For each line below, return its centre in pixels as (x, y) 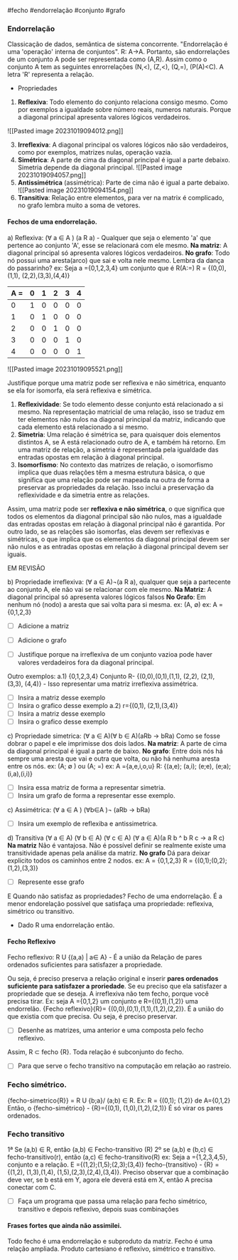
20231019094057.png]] (52, 175)
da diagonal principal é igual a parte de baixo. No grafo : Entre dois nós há (115, 751)
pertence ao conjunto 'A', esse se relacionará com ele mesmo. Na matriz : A (118, 245)
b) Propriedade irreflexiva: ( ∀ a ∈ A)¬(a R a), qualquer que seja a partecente (119, 582)
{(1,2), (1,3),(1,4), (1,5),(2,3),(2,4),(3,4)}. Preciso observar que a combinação (118, 1172)
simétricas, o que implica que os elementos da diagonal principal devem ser (119, 539)
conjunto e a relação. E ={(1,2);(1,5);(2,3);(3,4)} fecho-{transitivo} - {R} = (113, 1165)
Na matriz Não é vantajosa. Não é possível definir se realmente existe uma (117, 845)
